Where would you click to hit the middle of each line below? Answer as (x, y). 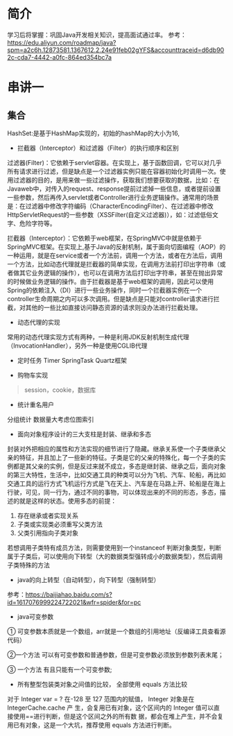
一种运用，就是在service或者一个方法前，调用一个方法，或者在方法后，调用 (115, 255)
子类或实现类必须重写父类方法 (60, 524)
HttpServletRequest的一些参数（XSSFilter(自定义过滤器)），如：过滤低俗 (110, 214)
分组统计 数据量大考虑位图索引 (51, 419)
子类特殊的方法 (28, 565)
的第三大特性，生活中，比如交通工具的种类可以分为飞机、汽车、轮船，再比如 (116, 474)
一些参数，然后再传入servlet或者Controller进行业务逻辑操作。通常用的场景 (113, 197)
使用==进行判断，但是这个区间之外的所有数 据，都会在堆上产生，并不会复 (118, 716)
